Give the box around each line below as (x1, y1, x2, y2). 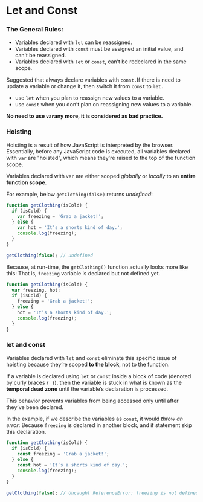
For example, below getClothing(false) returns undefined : (6, 190, 153, 198)
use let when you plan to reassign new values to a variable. (14, 94, 164, 101)
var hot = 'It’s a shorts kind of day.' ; (17, 225, 123, 231)
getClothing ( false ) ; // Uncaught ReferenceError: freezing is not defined (6, 490, 199, 496)
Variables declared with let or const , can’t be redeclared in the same (14, 58, 187, 65)
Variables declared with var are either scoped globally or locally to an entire (6, 172, 196, 179)
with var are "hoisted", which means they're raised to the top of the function (6, 154, 196, 161)
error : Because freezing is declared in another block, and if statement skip (6, 421, 192, 429)
